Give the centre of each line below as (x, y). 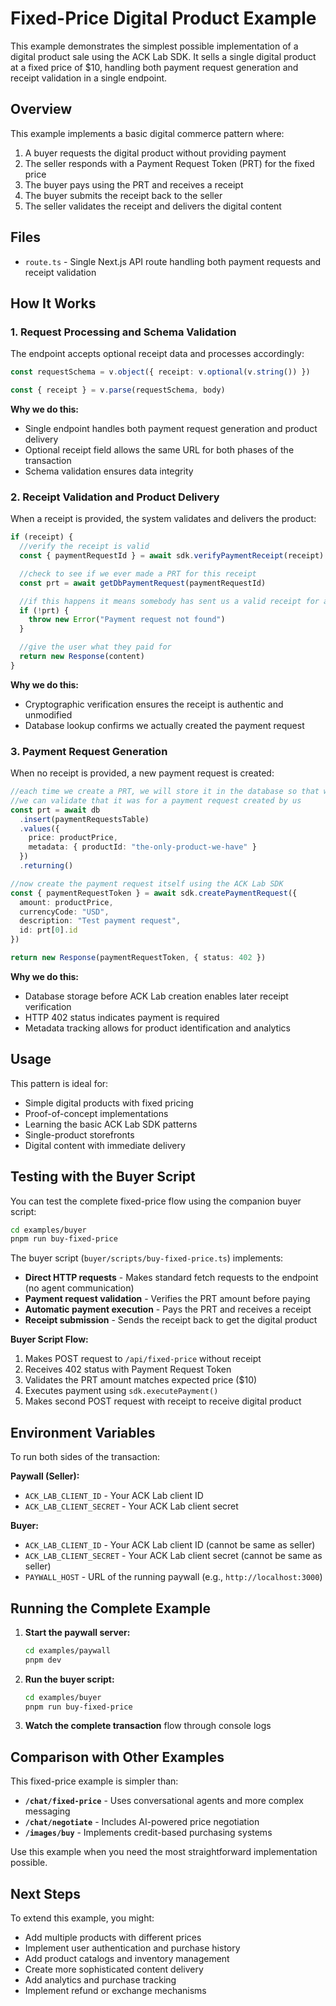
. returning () (46, 866)
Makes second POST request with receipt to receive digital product (163, 1401)
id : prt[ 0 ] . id (48, 930)
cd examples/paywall (67, 1650)
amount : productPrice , (66, 902)
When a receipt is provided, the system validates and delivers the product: (163, 519)
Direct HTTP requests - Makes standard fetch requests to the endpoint (171, 1278)
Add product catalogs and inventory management (127, 1959)
